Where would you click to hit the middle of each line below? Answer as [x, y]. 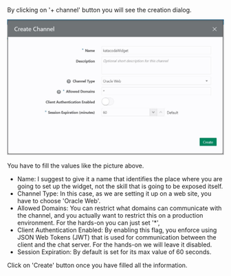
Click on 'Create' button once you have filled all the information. [97, 265]
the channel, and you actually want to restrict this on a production [110, 215]
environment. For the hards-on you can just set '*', [88, 222]
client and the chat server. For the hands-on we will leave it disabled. [114, 244]
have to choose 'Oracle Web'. [59, 200]
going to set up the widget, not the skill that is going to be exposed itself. [120, 186]
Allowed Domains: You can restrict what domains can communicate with [119, 208]
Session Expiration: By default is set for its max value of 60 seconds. [114, 252]
